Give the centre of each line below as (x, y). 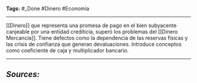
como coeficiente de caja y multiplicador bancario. (67, 50)
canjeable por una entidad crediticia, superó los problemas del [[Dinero (92, 31)
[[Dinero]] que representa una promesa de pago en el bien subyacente (91, 25)
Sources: (23, 74)
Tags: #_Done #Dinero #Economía (48, 9)
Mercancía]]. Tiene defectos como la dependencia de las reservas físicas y (97, 38)
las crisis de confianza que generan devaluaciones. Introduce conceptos (94, 44)
